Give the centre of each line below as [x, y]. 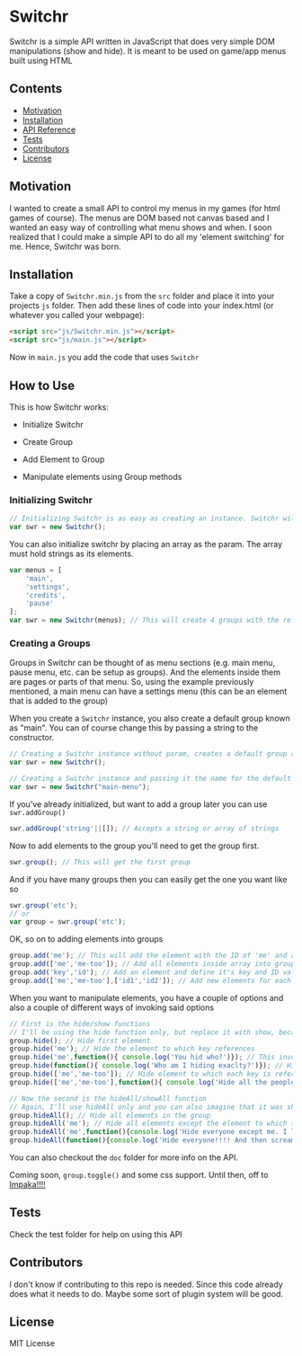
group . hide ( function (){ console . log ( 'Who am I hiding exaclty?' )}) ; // [146, 1066]
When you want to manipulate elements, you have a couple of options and [147, 997]
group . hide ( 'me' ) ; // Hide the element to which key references [132, 1049]
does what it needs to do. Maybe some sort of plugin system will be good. [147, 1294]
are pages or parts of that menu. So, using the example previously [132, 682]
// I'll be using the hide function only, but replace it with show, [142, 1032]
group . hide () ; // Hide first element [80, 1041]
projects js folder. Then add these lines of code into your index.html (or [142, 306]
